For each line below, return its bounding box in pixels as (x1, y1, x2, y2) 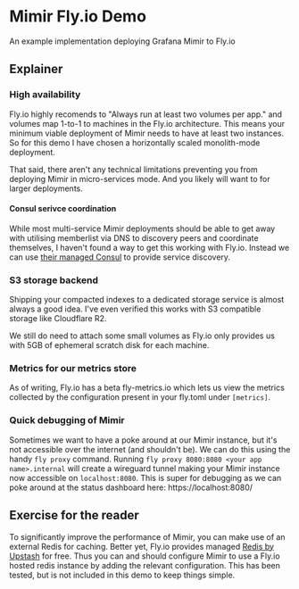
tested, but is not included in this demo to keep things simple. (9, 569, 236, 580)
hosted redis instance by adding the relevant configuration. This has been (9, 560, 281, 570)
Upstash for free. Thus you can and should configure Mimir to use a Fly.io (9, 551, 280, 561)
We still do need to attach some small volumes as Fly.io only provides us (9, 330, 275, 341)
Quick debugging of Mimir (9, 414, 125, 427)
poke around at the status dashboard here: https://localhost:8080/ (9, 482, 253, 493)
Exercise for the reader (9, 508, 140, 523)
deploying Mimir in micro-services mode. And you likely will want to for (9, 173, 270, 184)
